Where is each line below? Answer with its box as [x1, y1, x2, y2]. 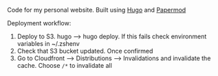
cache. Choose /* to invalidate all [17, 62, 112, 69]
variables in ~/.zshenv [17, 40, 80, 47]
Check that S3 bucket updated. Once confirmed [17, 47, 153, 55]
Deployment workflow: [7, 19, 72, 27]
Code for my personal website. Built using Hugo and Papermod [7, 6, 186, 14]
